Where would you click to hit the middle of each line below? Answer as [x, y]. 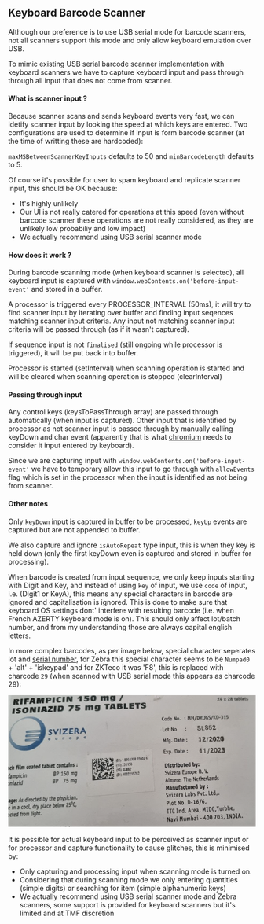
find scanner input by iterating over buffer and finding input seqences [121, 313]
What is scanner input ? [48, 98]
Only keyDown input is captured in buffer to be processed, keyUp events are [128, 521]
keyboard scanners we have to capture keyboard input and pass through [126, 72]
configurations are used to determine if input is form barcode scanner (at [126, 133]
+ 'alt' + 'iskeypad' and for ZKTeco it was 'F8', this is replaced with [116, 667]
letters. [20, 635]
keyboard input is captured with [60, 281]
